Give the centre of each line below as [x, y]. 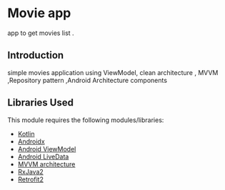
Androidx [31, 141]
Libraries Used [40, 102]
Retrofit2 [31, 179]
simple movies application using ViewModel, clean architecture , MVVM [113, 72]
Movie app [39, 13]
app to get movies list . [41, 33]
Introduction [36, 55]
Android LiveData [43, 156]
